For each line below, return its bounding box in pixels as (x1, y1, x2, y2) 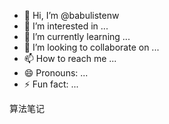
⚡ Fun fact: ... (23, 78, 79, 90)
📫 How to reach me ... (23, 53, 117, 64)
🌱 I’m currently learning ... (23, 31, 131, 42)
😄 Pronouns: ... (23, 67, 89, 79)
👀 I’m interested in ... (23, 20, 109, 32)
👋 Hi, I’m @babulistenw (23, 10, 120, 21)
